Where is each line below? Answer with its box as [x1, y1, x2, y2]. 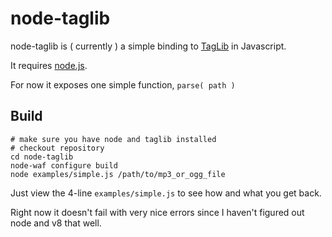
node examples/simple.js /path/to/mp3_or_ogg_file [10, 169, 226, 179]
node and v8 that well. [10, 217, 102, 229]
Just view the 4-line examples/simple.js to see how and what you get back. [10, 187, 322, 199]
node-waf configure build [10, 160, 118, 171]
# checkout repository [10, 143, 105, 153]
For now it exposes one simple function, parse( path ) [10, 78, 236, 91]
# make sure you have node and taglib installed [10, 134, 217, 144]
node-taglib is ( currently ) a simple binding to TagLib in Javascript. [10, 40, 287, 52]
